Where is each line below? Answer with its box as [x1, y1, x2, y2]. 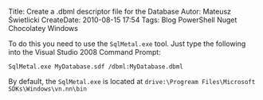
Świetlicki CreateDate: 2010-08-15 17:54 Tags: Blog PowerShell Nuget [8, 15, 237, 25]
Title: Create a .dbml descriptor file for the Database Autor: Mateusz [8, 7, 232, 16]
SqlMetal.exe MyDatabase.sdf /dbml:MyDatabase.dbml [8, 63, 183, 71]
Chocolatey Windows [8, 24, 78, 33]
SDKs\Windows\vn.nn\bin [8, 85, 88, 93]
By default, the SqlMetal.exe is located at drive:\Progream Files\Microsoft [8, 77, 256, 86]
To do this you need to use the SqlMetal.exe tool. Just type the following [8, 39, 246, 48]
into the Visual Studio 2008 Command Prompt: [8, 48, 161, 56]
